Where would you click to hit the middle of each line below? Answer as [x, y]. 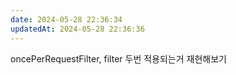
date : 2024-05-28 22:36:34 [66, 19]
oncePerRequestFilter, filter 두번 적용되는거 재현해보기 [118, 58]
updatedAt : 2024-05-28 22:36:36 [77, 29]
